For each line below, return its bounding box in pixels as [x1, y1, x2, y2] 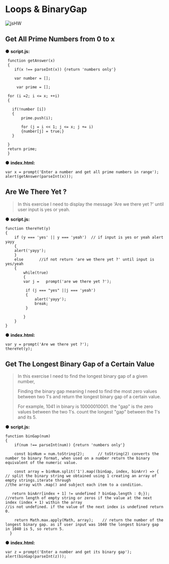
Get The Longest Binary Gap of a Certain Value [5, 360, 155, 368]
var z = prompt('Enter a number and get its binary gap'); [5, 549, 132, 555]
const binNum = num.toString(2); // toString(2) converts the [14, 451, 159, 456]
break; [34, 301, 49, 306]
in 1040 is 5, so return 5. [5, 527, 65, 532]
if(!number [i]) [12, 107, 46, 112]
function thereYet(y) [5, 226, 51, 231]
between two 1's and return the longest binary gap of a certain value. [17, 394, 161, 400]
